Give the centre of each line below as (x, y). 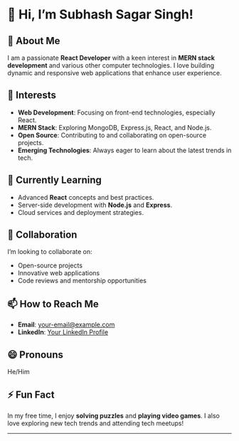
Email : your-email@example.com (66, 325)
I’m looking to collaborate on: (50, 252)
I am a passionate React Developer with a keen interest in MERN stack (111, 58)
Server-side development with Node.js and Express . (95, 205)
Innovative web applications (59, 273)
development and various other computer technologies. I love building (111, 65)
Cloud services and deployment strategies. (81, 212)
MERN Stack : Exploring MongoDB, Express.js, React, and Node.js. (115, 127)
